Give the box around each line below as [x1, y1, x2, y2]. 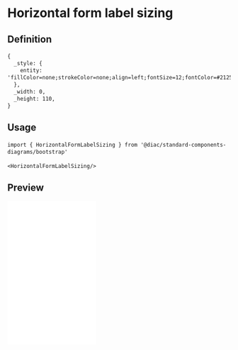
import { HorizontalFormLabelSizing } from [7, 141, 138, 148]
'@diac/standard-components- [140, 141, 227, 148]
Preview [7, 182, 45, 194]
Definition [7, 33, 52, 45]
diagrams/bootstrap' [7, 148, 69, 155]
